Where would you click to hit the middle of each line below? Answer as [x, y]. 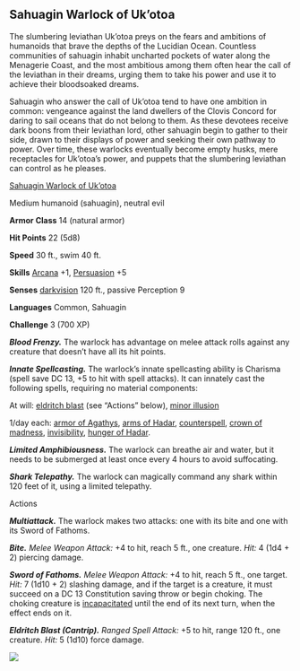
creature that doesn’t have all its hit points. [88, 351]
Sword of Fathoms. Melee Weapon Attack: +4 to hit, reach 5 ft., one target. [149, 574]
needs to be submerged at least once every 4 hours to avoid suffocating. [144, 459]
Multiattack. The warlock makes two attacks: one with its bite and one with [149, 520]
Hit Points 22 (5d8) [45, 238]
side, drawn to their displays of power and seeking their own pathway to [142, 139]
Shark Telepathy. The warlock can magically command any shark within [143, 476]
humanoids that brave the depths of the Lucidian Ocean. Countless [133, 46]
